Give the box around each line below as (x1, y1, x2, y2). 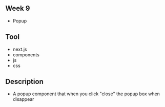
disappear (12, 96, 34, 102)
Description (5, 77, 44, 86)
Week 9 (5, 4, 30, 13)
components (12, 51, 39, 58)
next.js (12, 46, 27, 52)
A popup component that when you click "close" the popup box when (12, 91, 160, 97)
